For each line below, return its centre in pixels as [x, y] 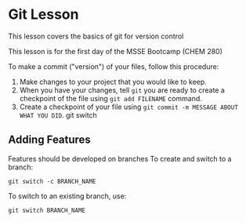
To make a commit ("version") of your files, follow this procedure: [114, 66]
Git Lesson [43, 15]
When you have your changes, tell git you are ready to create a [122, 90]
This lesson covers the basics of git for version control [96, 36]
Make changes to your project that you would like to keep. [113, 82]
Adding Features [50, 140]
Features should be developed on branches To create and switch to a [120, 158]
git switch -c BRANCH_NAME [52, 181]
